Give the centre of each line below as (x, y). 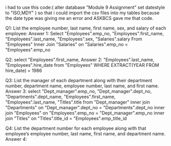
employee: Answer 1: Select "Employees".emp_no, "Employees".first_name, (84, 33)
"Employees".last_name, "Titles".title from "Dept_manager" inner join (78, 102)
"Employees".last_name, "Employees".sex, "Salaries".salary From (74, 39)
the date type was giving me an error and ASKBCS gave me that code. (79, 18)
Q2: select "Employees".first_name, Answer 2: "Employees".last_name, (80, 60)
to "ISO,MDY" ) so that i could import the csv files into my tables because (82, 13)
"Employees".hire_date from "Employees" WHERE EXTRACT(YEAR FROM (82, 65)
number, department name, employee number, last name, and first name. (82, 86)
